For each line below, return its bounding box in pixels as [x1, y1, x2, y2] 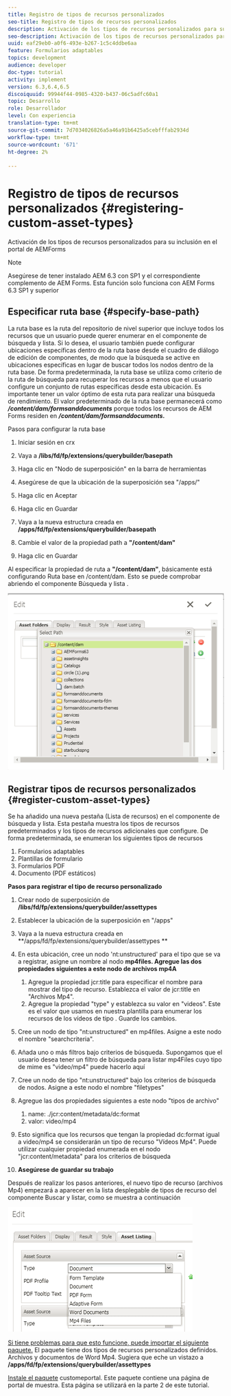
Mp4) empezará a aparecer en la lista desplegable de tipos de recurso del [8, 1186, 217, 1195]
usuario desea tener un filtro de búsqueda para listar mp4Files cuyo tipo [17, 1055, 222, 1064]
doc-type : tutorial [8, 69, 64, 75]
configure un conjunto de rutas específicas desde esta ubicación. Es [8, 382, 202, 391]
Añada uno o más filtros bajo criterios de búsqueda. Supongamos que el [17, 1049, 223, 1057]
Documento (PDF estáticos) [17, 869, 97, 877]
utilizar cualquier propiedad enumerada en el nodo [17, 1145, 160, 1153]
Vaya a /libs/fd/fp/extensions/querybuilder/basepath [17, 451, 173, 459]
